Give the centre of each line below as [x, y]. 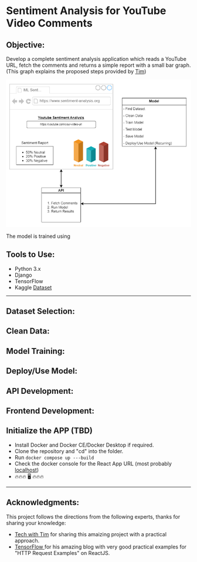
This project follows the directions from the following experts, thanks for [93, 516]
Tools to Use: [30, 255]
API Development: [40, 391]
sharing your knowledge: [36, 523]
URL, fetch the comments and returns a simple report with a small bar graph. [98, 65]
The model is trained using [38, 236]
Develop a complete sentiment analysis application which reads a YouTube [96, 59]
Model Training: [35, 351]
